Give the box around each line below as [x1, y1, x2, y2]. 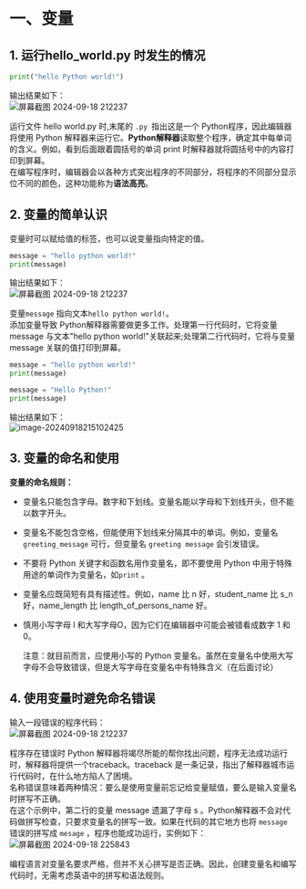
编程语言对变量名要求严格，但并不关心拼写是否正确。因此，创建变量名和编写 [9, 858, 297, 869]
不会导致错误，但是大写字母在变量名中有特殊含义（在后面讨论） [38, 661, 279, 672]
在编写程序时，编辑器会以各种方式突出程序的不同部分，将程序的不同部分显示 [9, 166, 297, 177]
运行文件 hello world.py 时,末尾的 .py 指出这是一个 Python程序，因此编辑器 [9, 120, 292, 131]
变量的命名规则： [9, 476, 74, 487]
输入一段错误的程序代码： [9, 716, 106, 727]
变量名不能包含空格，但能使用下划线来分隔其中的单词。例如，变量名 [22, 527, 279, 538]
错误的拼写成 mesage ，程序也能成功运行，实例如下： [9, 827, 207, 838]
